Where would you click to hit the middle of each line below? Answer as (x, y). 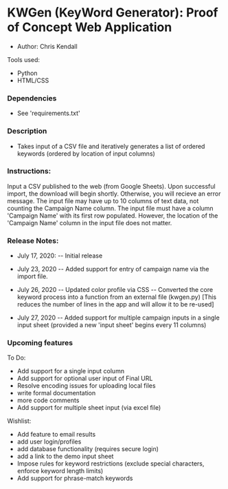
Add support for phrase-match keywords (75, 478)
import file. (32, 276)
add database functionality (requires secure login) (88, 449)
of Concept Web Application (90, 27)
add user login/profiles (49, 441)
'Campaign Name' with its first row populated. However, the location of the (113, 216)
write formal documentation (56, 393)
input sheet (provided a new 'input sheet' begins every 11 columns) (112, 325)
